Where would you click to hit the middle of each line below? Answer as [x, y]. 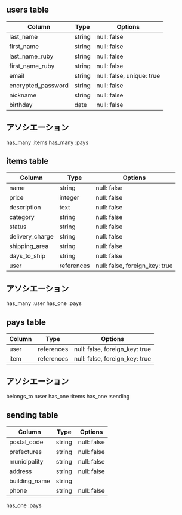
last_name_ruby [31, 56]
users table [28, 10]
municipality [26, 461]
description [25, 208]
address [21, 471]
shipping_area [29, 246]
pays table [26, 322]
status [18, 227]
